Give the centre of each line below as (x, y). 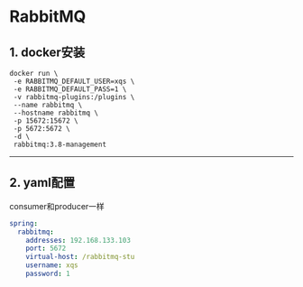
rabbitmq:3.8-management (60, 144)
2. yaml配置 (42, 183)
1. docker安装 (47, 52)
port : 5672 (46, 249)
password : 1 (48, 274)
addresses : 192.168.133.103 (78, 240)
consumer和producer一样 (57, 206)
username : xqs (52, 265)
